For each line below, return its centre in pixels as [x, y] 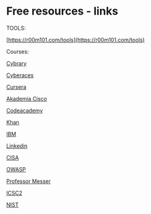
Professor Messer [29, 181]
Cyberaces [20, 75]
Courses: [18, 51]
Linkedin [17, 146]
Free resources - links [62, 11]
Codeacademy [25, 110]
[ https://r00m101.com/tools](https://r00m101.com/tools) [75, 40]
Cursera [16, 87]
